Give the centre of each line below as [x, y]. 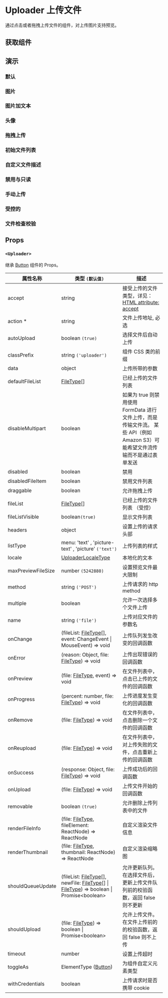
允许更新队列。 [140, 867]
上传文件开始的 [140, 786]
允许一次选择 [137, 600]
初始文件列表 [21, 150]
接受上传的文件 [140, 288]
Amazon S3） [138, 440]
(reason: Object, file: [85, 654]
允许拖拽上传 [137, 490]
